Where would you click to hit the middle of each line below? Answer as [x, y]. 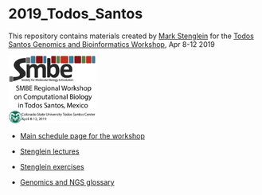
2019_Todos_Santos [76, 14]
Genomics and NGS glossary [67, 182]
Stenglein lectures [49, 151]
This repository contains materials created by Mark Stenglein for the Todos [131, 36]
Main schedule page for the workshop [82, 136]
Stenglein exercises [52, 167]
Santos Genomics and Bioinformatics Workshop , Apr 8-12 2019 [111, 44]
